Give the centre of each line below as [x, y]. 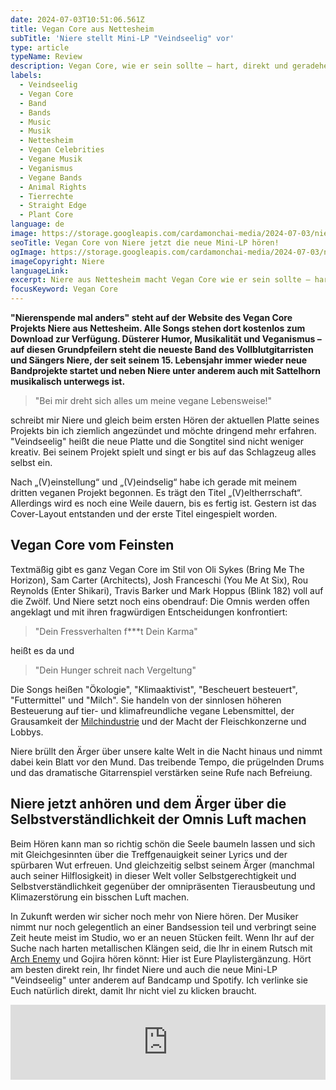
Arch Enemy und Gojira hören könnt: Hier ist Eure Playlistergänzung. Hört [161, 958]
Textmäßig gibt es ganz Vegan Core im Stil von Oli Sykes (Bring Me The [157, 569]
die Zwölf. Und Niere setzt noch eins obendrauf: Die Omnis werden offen [160, 601]
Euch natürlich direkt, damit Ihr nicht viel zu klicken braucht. [133, 990]
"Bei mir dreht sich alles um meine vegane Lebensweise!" [153, 400]
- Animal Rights [53, 187]
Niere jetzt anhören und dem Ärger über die [148, 804]
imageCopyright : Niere [57, 261]
